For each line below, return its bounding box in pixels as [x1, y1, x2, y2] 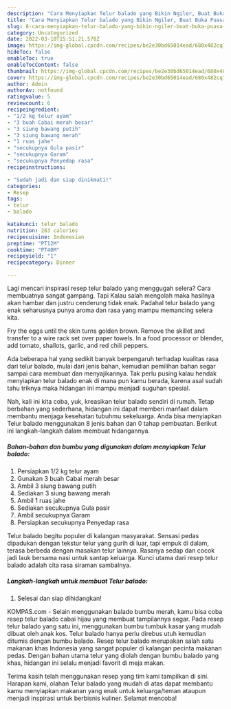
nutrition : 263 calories [7, 227, 78, 234]
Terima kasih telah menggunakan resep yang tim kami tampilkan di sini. [7, 672, 209, 680]
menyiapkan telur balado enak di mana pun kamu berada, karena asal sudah [7, 377, 223, 384]
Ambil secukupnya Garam [16, 511, 91, 519]
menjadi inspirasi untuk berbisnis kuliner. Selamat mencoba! [7, 694, 177, 702]
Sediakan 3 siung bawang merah [16, 489, 111, 497]
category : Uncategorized [7, 29, 78, 37]
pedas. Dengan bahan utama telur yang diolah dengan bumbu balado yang [7, 651, 219, 659]
